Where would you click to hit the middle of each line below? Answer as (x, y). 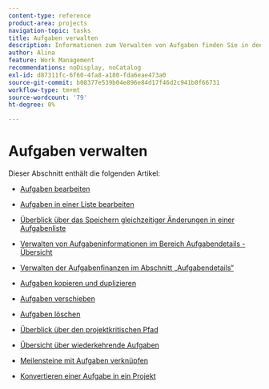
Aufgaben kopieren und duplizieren (78, 284)
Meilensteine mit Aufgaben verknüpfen (84, 361)
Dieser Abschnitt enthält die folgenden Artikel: (84, 173)
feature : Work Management (51, 61)
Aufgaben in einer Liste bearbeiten (77, 204)
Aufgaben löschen (50, 314)
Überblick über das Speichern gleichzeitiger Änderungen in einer (127, 220)
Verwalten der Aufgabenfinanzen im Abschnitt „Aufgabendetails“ (127, 268)
